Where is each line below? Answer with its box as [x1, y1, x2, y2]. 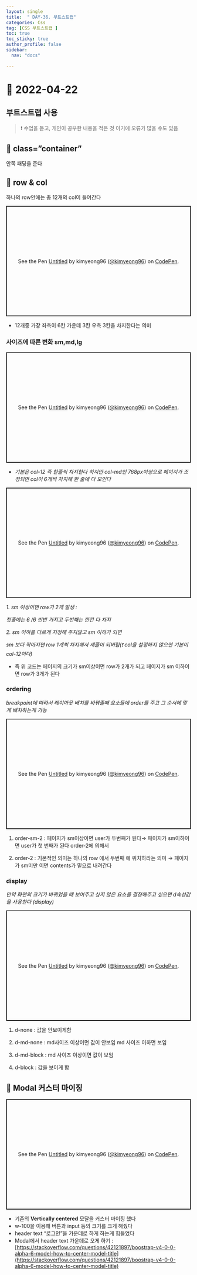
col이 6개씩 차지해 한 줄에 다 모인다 [30, 475, 111, 483]
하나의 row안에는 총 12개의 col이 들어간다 [6, 194, 101, 201]
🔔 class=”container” [6, 144, 82, 154]
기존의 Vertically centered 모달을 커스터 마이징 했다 [14, 1215, 136, 1222]
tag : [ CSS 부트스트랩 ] [6, 25, 58, 31]
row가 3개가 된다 [21, 670, 60, 677]
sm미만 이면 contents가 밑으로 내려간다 [21, 862, 112, 869]
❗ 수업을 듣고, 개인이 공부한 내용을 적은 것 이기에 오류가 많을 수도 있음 [20, 124, 179, 131]
